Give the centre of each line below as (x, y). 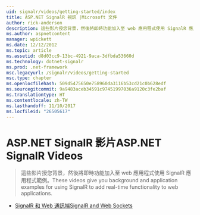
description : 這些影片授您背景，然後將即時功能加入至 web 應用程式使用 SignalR (96, 28)
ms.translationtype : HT (36, 95)
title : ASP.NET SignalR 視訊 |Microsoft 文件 (62, 17)
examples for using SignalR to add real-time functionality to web (99, 187)
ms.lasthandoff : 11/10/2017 (41, 106)
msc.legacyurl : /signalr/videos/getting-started (68, 73)
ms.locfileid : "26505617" (38, 111)
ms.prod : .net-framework (37, 67)
